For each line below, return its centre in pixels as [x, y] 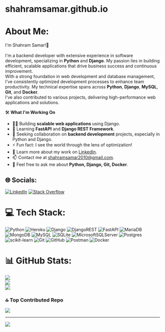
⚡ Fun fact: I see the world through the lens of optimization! [72, 145]
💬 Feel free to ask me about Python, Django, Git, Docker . [70, 165]
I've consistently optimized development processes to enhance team [75, 82]
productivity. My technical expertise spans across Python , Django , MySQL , [82, 87]
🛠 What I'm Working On [30, 112]
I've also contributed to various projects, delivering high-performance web [81, 97]
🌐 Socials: [21, 180]
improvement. [19, 71]
